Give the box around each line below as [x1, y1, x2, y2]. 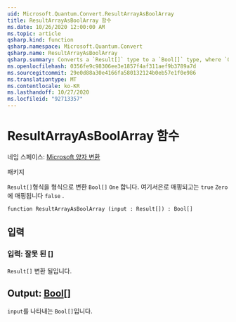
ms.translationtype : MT [7, 75, 77, 83]
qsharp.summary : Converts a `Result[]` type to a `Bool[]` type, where [7, 56, 221, 63]
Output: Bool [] [7, 287, 72, 299]
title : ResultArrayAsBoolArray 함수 [7, 17, 112, 24]
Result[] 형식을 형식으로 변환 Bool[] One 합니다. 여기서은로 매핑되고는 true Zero [7, 182, 228, 191]
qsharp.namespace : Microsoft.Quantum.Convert [7, 43, 143, 50]
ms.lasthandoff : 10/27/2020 [7, 89, 90, 96]
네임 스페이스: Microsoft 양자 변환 [7, 152, 100, 161]
